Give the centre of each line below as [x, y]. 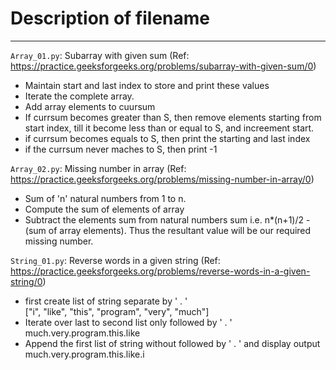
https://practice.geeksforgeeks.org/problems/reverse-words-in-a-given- [160, 271]
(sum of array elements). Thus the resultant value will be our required [168, 230]
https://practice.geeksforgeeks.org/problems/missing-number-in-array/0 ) [162, 179]
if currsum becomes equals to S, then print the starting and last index [167, 138]
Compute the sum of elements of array [104, 209]
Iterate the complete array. [79, 96]
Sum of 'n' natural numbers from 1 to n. [105, 198]
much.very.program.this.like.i [84, 354]
